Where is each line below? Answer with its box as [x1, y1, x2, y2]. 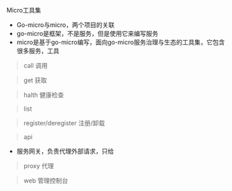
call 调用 [23, 62, 48, 69]
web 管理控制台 [23, 176, 69, 185]
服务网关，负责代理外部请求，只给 [16, 147, 114, 155]
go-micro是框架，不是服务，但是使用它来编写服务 [16, 30, 159, 37]
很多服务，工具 [16, 47, 60, 55]
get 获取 [23, 76, 48, 84]
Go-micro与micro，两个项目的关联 [16, 21, 115, 29]
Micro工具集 [6, 6, 42, 14]
